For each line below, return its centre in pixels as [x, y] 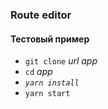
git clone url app [61, 61]
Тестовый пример [50, 39]
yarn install [52, 83]
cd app [38, 72]
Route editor [41, 15]
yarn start [47, 94]
